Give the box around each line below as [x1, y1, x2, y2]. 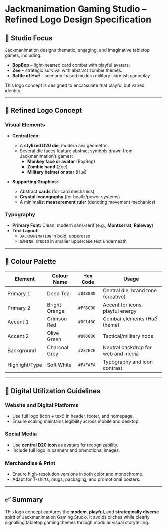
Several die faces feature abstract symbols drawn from [19, 148, 133, 154]
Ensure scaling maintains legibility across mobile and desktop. [12, 418, 140, 424]
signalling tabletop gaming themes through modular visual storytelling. [5, 519, 150, 525]
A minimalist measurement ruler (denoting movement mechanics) [19, 199, 156, 205]
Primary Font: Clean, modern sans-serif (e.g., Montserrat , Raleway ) [12, 222, 154, 228]
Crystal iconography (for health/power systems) [19, 193, 120, 200]
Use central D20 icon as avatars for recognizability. [12, 442, 119, 448]
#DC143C [78, 319, 96, 324]
